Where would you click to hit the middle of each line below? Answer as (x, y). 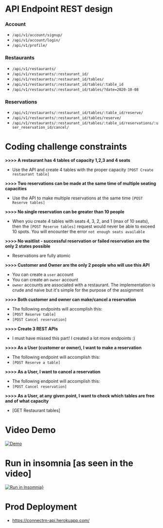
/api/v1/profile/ (30, 46)
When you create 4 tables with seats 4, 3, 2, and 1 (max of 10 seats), (81, 221)
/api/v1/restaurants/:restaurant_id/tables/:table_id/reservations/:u (85, 123)
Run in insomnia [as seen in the (69, 463)
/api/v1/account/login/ (36, 40)
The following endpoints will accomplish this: (57, 309)
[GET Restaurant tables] (36, 411)
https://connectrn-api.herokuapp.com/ (51, 520)
